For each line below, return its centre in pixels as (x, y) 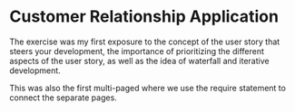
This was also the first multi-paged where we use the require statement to (147, 88)
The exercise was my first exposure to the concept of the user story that (145, 42)
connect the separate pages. (64, 98)
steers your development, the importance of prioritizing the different (137, 51)
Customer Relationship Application (144, 17)
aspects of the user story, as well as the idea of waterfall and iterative (139, 61)
